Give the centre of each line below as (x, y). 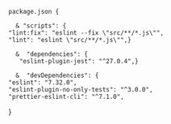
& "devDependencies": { (57, 75)
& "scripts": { (41, 26)
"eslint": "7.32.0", (43, 83)
